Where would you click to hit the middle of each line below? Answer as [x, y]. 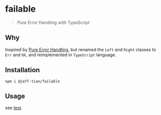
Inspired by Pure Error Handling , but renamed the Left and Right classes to [80, 49]
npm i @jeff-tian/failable [32, 81]
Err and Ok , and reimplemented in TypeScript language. [60, 55]
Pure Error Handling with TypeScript [53, 22]
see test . [14, 108]
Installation [22, 70]
